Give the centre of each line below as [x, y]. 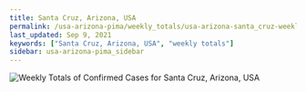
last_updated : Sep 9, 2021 [61, 35]
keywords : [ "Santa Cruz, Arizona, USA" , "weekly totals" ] [122, 43]
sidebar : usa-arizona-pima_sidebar [77, 52]
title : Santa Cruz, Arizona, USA [73, 18]
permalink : [30, 26]
